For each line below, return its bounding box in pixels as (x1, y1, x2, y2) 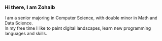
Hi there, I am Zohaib (4, 4, 55, 11)
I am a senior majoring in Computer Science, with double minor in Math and (4, 15, 158, 21)
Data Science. (4, 20, 33, 26)
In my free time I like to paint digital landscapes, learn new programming (4, 25, 151, 31)
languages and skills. (4, 31, 47, 37)
